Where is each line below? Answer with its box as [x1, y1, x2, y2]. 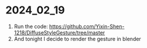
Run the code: [13, 23, 48, 30]
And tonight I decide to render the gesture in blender [13, 35, 141, 42]
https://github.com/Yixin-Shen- [49, 23, 125, 30]
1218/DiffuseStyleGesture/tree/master [13, 29, 105, 36]
